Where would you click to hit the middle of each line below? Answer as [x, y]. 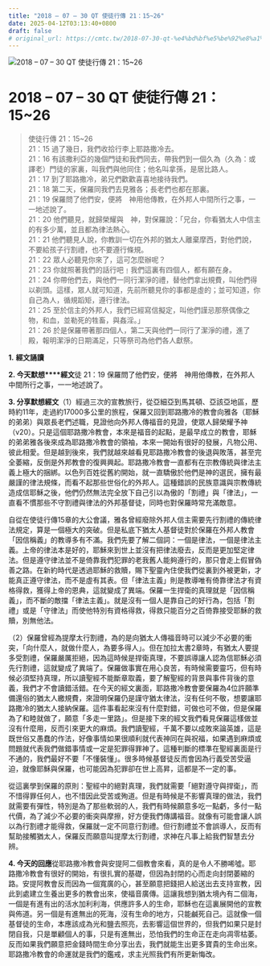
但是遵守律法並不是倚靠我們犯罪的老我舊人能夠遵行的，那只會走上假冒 [138, 560]
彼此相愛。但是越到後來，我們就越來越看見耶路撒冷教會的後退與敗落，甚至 [131, 452]
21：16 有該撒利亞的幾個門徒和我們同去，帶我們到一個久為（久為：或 [142, 159]
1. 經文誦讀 [26, 358]
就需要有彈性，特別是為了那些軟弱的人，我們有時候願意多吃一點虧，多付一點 [135, 806]
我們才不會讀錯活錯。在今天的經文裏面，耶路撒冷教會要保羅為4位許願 [137, 688]
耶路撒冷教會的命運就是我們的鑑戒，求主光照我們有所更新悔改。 [114, 954]
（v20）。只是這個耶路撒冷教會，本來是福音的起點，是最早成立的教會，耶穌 [133, 432]
